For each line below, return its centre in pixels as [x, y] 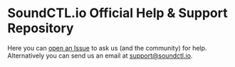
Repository [41, 28]
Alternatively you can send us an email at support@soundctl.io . [100, 56]
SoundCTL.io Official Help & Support [117, 13]
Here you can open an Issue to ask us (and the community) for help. [107, 48]
